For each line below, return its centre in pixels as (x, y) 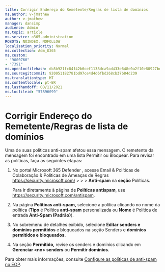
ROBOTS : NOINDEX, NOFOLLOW (33, 42)
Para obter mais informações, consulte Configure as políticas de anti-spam (81, 259)
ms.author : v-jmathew (27, 14)
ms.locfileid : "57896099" (31, 92)
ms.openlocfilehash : (26, 69)
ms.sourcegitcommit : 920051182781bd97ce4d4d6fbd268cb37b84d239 (71, 74)
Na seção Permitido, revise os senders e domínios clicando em (76, 245)
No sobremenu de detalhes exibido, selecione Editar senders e (76, 225)
